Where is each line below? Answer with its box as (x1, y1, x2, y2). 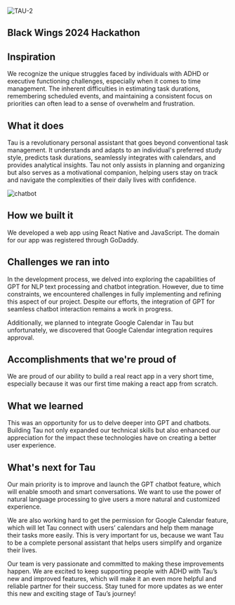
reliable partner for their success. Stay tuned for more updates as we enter (7, 582, 223, 590)
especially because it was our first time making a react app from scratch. (7, 379, 218, 388)
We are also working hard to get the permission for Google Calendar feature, (7, 516, 229, 525)
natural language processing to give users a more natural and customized (7, 495, 220, 504)
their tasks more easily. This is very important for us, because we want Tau (7, 531, 224, 540)
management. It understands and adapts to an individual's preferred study (7, 146, 222, 155)
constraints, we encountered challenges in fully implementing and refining (7, 290, 222, 298)
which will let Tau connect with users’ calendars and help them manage (7, 523, 214, 532)
